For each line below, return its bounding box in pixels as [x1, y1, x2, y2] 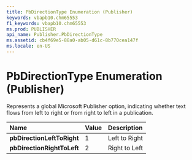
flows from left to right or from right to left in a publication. [6, 109, 153, 116]
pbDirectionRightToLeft [9, 144, 79, 152]
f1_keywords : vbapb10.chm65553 [6, 20, 86, 26]
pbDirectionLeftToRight [9, 134, 79, 142]
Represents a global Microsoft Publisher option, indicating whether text [6, 102, 186, 110]
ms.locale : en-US [6, 43, 51, 49]
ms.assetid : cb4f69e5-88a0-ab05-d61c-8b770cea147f [6, 37, 139, 43]
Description [107, 123, 143, 132]
